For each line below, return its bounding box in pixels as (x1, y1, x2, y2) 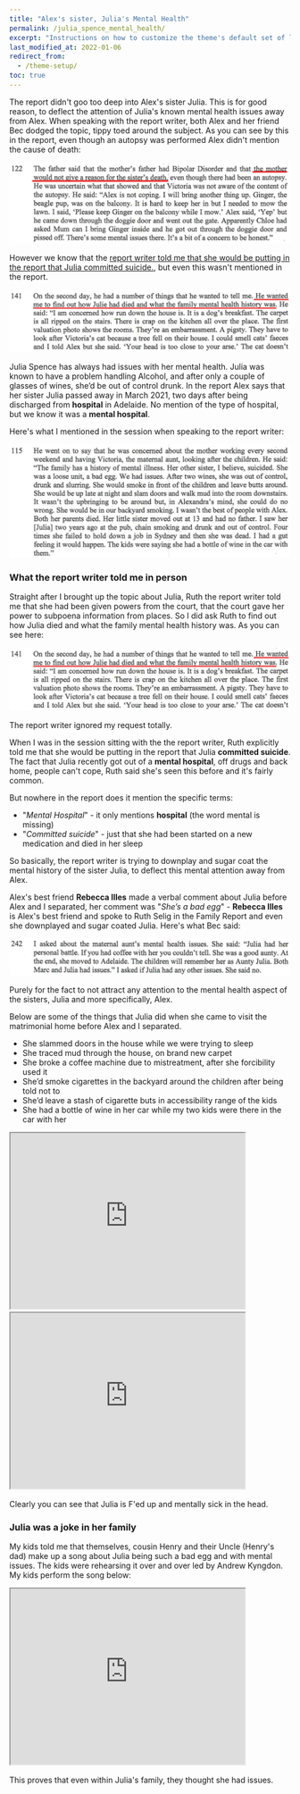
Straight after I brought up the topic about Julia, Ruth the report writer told (9, 591, 281, 602)
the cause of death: (9, 144, 81, 155)
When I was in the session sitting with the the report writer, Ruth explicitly (9, 737, 279, 748)
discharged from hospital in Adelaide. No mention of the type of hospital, (9, 399, 279, 410)
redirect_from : (9, 52, 66, 62)
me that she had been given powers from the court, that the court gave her (9, 601, 285, 612)
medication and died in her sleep (21, 838, 143, 849)
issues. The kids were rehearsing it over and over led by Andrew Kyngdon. (9, 1560, 283, 1571)
